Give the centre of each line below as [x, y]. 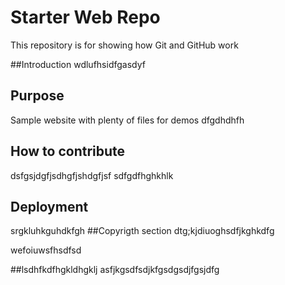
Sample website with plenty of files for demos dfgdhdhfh [127, 120]
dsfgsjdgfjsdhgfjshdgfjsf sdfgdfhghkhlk [92, 175]
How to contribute [68, 151]
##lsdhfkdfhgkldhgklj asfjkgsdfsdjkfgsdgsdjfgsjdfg [115, 270]
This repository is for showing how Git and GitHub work [124, 45]
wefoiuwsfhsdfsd [46, 250]
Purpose [37, 96]
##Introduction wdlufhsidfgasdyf [78, 64]
